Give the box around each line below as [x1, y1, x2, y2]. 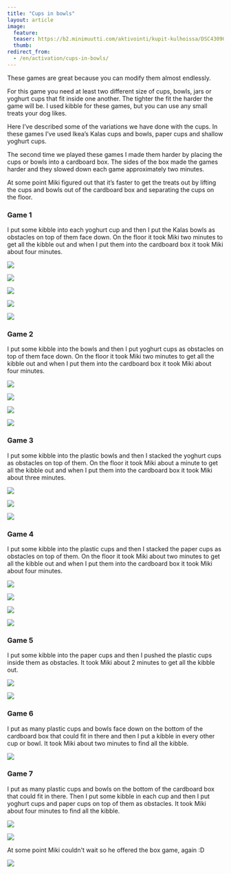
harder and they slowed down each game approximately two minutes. [7, 164, 205, 173]
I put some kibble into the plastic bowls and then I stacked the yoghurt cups [7, 451, 222, 460]
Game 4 [7, 529, 34, 539]
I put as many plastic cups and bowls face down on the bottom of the [7, 724, 203, 733]
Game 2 [7, 329, 34, 339]
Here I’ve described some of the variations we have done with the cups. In [7, 122, 218, 131]
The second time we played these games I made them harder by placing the [7, 150, 223, 158]
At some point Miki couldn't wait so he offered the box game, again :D [7, 846, 205, 854]
